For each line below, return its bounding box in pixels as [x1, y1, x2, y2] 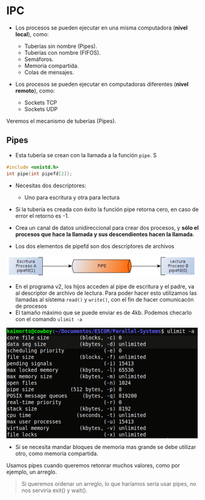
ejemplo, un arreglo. [6, 468, 57, 475]
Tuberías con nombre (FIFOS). [24, 49, 101, 56]
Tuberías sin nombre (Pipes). [24, 42, 97, 50]
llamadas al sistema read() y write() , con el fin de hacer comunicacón [15, 295, 194, 303]
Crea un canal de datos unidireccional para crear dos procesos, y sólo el [15, 224, 199, 231]
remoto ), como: [15, 87, 55, 94]
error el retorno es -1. [15, 212, 69, 219]
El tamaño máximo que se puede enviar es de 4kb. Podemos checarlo [15, 308, 192, 316]
